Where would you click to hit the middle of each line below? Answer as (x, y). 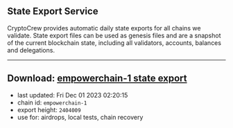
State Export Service (53, 11)
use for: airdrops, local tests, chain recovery (80, 117)
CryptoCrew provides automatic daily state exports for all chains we (104, 28)
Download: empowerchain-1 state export (97, 79)
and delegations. (31, 50)
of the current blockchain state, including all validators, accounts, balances (114, 43)
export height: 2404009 (49, 109)
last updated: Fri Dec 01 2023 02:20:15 (72, 95)
